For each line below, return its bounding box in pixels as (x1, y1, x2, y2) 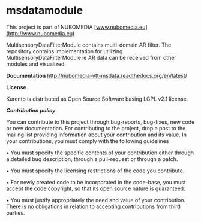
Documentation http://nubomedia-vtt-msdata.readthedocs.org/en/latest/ (6, 72, 188, 79)
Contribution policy (6, 107, 56, 114)
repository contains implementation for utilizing (6, 47, 123, 54)
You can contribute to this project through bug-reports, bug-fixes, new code (6, 118, 195, 126)
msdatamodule (6, 4, 83, 17)
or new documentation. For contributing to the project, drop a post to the (6, 124, 186, 132)
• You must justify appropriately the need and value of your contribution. (6, 196, 186, 203)
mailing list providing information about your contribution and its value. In (6, 131, 187, 138)
